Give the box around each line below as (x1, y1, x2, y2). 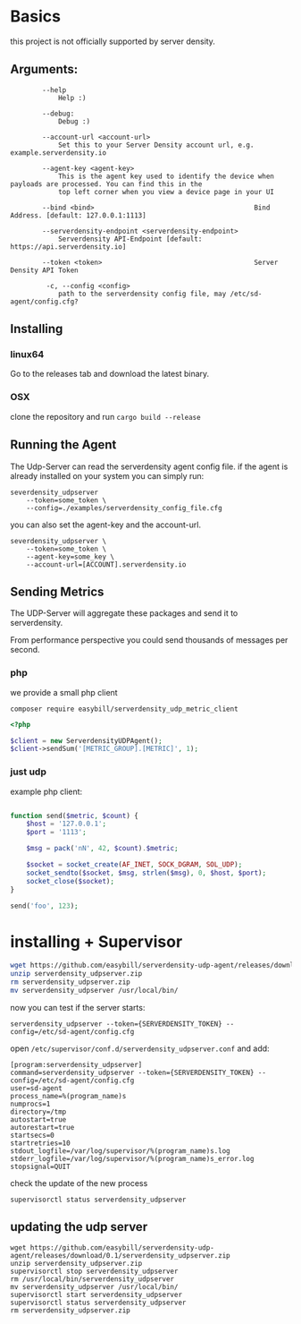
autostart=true (10, 1115, 67, 1124)
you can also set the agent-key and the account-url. (10, 519, 202, 530)
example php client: (10, 786, 83, 797)
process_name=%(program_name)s (10, 1091, 127, 1100)
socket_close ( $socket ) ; (26, 876, 115, 885)
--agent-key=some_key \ (26, 552, 115, 561)
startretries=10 (10, 1139, 71, 1148)
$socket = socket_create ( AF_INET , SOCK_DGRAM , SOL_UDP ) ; (26, 860, 243, 869)
